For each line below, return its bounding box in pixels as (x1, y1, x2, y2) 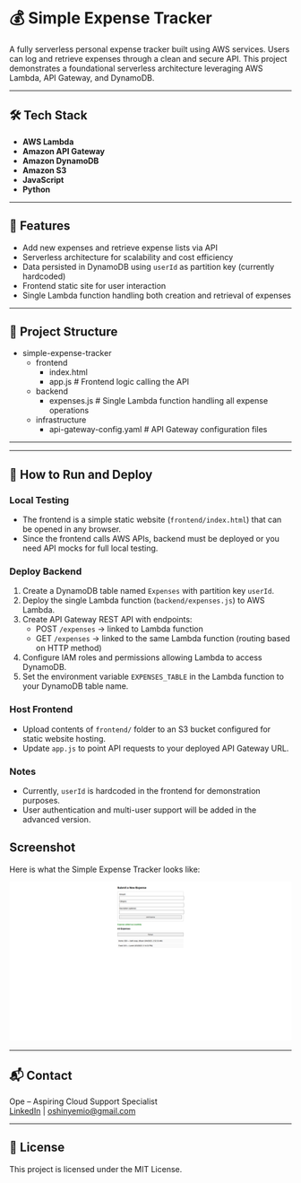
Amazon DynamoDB (21, 155, 99, 166)
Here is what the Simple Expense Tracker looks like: (9, 864, 201, 874)
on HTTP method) (35, 643, 102, 654)
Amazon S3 (21, 164, 67, 176)
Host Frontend (9, 703, 73, 716)
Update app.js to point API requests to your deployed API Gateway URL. (21, 743, 289, 753)
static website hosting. (21, 733, 106, 744)
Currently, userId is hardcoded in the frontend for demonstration (21, 785, 262, 796)
